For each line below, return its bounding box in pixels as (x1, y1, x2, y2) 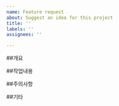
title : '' (6, 20, 32, 26)
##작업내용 (6, 68, 34, 75)
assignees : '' (6, 32, 43, 38)
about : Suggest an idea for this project (6, 15, 114, 21)
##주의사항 (6, 80, 34, 88)
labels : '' (6, 26, 34, 32)
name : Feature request (6, 9, 64, 15)
